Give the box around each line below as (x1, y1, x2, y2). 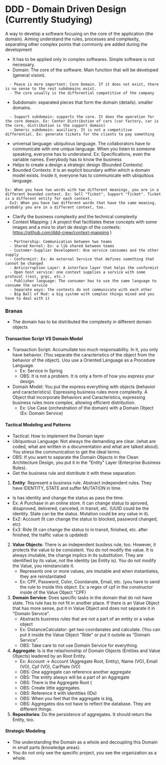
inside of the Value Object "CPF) (19, 589, 86, 595)
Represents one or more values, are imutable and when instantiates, (19, 568, 159, 574)
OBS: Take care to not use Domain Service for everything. (19, 642, 138, 648)
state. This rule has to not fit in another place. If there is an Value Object (12, 600, 160, 606)
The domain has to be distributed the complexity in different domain (12, 319, 152, 325)
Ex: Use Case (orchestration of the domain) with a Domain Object (19, 405, 154, 411)
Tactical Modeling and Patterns (5, 422, 71, 428)
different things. (19, 706, 53, 712)
